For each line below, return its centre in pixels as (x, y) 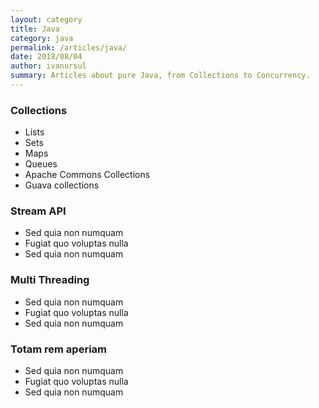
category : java (42, 38)
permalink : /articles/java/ (69, 47)
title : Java (35, 29)
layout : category (46, 19)
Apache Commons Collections (87, 175)
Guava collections (62, 185)
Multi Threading (50, 280)
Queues (41, 164)
